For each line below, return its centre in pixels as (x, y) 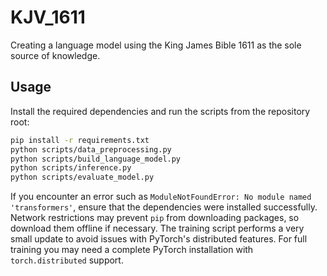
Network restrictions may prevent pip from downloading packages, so (155, 218)
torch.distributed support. (67, 260)
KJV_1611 (48, 17)
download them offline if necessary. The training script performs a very (157, 228)
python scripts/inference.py (71, 168)
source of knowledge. (55, 55)
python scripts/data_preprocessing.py (91, 149)
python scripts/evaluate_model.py (82, 177)
